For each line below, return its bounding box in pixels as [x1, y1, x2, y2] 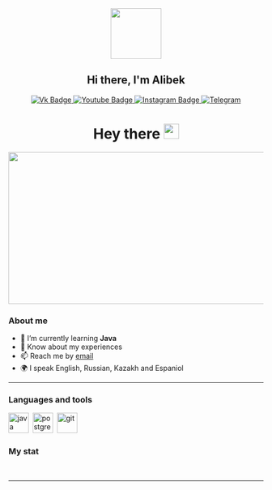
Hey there [92, 125, 160, 143]
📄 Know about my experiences [19, 342, 123, 352]
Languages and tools [8, 394, 93, 405]
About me [8, 315, 49, 326]
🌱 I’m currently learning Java [19, 334, 117, 343]
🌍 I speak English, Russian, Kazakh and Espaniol [19, 364, 184, 373]
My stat [8, 445, 39, 457]
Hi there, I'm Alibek [87, 73, 185, 87]
